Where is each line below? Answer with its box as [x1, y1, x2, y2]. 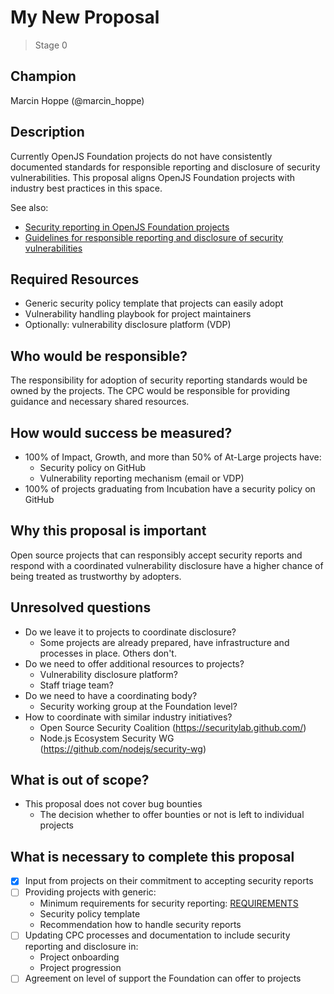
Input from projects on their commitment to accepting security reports [24, 875, 314, 887]
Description [10, 124, 85, 141]
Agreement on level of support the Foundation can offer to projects [24, 972, 302, 985]
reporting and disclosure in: [24, 941, 139, 953]
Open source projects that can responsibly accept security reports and [10, 549, 303, 561]
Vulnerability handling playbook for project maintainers [24, 308, 252, 320]
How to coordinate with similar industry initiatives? [24, 711, 233, 723]
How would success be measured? [10, 424, 233, 441]
